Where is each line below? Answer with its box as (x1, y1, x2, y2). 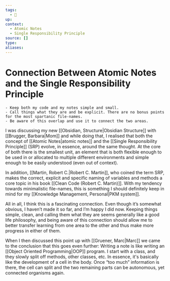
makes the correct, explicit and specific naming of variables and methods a (5, 175, 162, 181)
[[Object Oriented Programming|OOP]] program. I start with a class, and (5, 248, 156, 254)
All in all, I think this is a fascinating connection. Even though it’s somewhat (5, 200, 161, 207)
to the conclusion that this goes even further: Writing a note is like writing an (5, 243, 165, 249)
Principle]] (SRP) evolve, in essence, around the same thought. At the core (5, 143, 161, 149)
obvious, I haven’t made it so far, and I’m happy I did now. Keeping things (5, 206, 158, 212)
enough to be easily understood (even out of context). (5, 159, 118, 166)
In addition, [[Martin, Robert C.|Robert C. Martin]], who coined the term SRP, (5, 169, 165, 175)
